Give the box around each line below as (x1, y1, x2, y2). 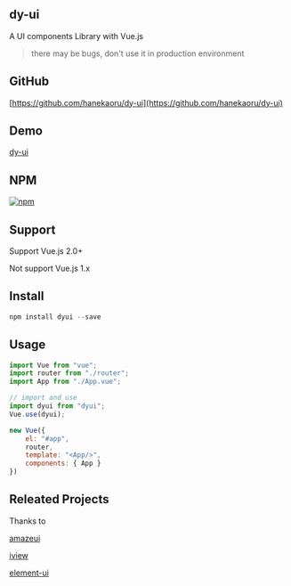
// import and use (9, 394, 77, 403)
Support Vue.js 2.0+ (9, 246, 83, 256)
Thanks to (9, 516, 46, 526)
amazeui (9, 533, 41, 543)
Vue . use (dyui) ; (9, 410, 66, 419)
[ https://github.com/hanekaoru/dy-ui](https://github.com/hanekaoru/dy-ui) (9, 97, 283, 108)
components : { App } (25, 459, 101, 468)
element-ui (9, 567, 49, 578)
